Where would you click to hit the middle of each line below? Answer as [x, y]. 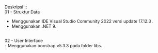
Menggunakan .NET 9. [34, 26]
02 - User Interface [24, 41]
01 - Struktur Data [22, 12]
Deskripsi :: [16, 7]
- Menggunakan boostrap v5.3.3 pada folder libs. [54, 46]
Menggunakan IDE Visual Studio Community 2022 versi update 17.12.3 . [82, 21]
